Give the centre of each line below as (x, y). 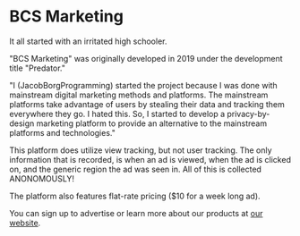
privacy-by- (249, 114)
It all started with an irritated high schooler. (88, 41)
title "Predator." (37, 68)
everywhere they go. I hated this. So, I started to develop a (117, 114)
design (22, 123)
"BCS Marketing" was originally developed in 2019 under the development (146, 58)
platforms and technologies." (63, 132)
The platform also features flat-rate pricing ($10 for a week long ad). (135, 196)
